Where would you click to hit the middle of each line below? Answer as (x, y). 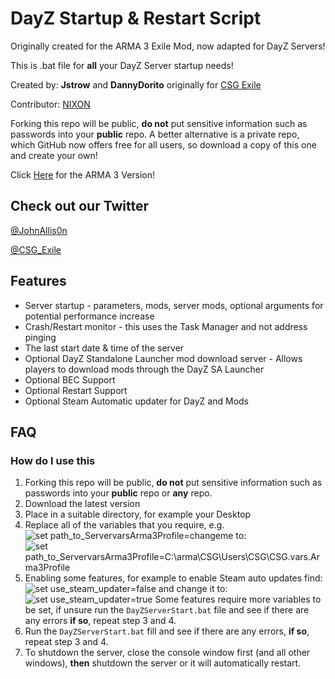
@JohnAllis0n (39, 230)
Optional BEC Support (70, 379)
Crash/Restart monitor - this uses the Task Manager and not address (166, 326)
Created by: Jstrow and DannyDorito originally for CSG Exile (136, 84)
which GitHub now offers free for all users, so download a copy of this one (163, 144)
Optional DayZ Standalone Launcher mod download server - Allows (163, 358)
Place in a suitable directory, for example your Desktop (138, 514)
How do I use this (53, 460)
